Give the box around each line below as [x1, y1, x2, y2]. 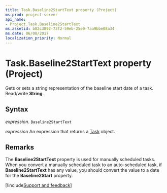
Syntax [5, 105, 28, 114]
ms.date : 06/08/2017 [5, 31, 49, 36]
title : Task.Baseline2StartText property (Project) [5, 7, 117, 13]
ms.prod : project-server [5, 12, 58, 17]
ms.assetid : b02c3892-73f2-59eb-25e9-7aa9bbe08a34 [5, 26, 115, 31]
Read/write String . [5, 90, 44, 96]
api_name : [5, 17, 26, 22]
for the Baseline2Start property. [5, 173, 73, 179]
